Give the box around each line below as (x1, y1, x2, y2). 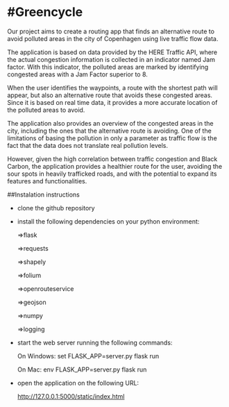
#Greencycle (7, 4, 83, 20)
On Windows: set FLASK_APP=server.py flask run (17, 351, 160, 360)
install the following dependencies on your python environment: (17, 217, 200, 226)
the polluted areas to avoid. (7, 106, 85, 114)
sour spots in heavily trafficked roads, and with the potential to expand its (7, 169, 217, 178)
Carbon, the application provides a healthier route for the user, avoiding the (7, 162, 223, 170)
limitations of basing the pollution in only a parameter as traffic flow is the (7, 133, 217, 142)
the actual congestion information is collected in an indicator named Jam (7, 55, 215, 63)
